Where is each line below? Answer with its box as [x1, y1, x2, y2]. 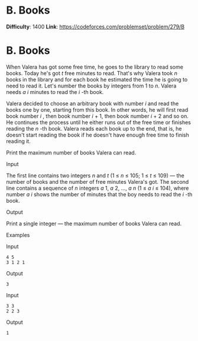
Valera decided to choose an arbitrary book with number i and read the [6, 100, 179, 107]
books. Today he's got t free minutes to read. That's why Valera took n [6, 69, 177, 77]
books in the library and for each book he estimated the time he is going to [6, 76, 188, 83]
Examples [6, 231, 30, 238]
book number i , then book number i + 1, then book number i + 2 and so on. [6, 112, 189, 119]
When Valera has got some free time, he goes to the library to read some [6, 63, 183, 70]
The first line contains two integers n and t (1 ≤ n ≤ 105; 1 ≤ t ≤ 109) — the [6, 172, 184, 179]
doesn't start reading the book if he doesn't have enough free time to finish [6, 131, 189, 138]
